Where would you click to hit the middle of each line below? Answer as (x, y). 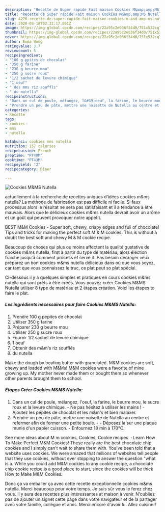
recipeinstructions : (26, 96)
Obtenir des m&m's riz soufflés (43, 348)
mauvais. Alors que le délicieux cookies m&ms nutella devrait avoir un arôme (82, 213)
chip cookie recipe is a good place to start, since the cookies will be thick (79, 469)
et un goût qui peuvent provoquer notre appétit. (53, 218)
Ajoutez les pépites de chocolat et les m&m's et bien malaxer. (74, 412)
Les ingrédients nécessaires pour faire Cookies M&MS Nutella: (70, 304)
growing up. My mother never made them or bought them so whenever (77, 373)
